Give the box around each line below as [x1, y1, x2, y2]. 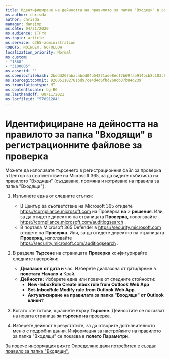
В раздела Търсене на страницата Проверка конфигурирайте [12, 250, 148, 257]
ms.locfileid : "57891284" [5, 96, 60, 101]
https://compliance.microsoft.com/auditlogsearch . [20, 219, 126, 225]
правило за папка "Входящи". [5, 348, 69, 354]
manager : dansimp [5, 21, 42, 27]
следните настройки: [12, 255, 59, 262]
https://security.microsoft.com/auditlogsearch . [20, 240, 119, 246]
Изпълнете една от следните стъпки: [12, 193, 93, 199]
